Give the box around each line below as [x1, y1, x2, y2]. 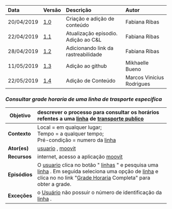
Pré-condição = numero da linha [37, 136, 116, 144]
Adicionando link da [66, 44, 114, 52]
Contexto [8, 130, 31, 137]
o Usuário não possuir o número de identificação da [37, 189, 162, 196]
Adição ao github [66, 62, 107, 69]
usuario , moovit [37, 145, 76, 152]
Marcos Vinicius [125, 74, 164, 81]
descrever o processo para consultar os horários [37, 109, 160, 116]
